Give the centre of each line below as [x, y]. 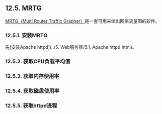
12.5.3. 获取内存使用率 [32, 76]
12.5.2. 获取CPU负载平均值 [38, 61]
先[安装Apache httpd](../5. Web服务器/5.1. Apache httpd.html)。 [71, 47]
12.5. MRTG [23, 8]
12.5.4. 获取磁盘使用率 [32, 91]
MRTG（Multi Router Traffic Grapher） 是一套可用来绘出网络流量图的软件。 [83, 21]
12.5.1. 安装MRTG [26, 35]
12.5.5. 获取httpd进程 [31, 105]
